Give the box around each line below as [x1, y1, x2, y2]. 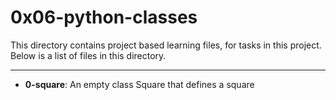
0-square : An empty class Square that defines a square [24, 78, 255, 90]
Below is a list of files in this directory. [10, 49, 167, 61]
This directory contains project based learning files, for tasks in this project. [10, 39, 322, 51]
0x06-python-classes [10, 6, 198, 29]
